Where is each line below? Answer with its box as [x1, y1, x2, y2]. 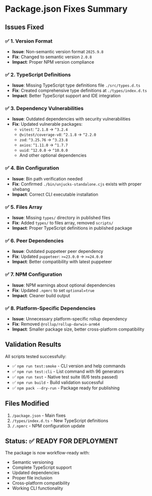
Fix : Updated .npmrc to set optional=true [12, 287, 95, 293]
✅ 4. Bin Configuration [5, 165, 59, 172]
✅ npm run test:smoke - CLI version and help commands [12, 363, 126, 369]
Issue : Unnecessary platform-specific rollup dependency [12, 316, 128, 321]
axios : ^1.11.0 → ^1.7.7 [19, 142, 68, 148]
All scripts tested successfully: [5, 353, 67, 359]
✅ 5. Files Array [5, 203, 43, 210]
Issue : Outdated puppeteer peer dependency [12, 248, 103, 254]
